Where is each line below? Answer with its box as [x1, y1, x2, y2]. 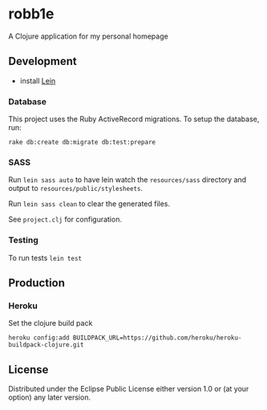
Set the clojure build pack [8, 319, 93, 328]
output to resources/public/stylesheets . [8, 184, 143, 193]
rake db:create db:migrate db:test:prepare [8, 138, 156, 147]
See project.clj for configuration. [8, 214, 123, 225]
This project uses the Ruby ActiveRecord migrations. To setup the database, [8, 114, 260, 124]
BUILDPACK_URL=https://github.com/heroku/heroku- [72, 334, 242, 342]
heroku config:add [8, 334, 70, 342]
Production [8, 276, 66, 290]
